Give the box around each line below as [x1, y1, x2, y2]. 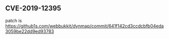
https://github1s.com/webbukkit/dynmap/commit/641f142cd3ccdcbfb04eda [5, 23, 164, 29]
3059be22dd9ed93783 [5, 28, 54, 34]
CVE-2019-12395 [5, 4, 61, 13]
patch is [5, 17, 22, 23]
